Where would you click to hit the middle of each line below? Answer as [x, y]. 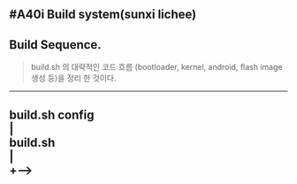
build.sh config [52, 115]
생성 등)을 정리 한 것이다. [73, 78]
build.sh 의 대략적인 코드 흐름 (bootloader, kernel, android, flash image [156, 67]
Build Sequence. [55, 45]
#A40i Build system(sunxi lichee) [103, 15]
